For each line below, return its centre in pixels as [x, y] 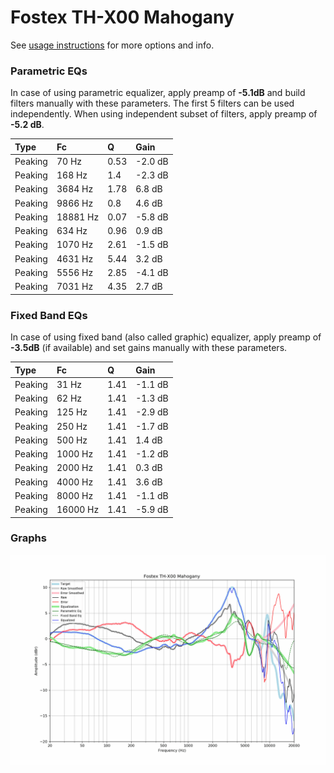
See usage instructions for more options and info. [112, 45]
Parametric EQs [49, 71]
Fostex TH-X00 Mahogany [122, 17]
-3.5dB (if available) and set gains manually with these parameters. [149, 348]
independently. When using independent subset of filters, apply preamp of [164, 114]
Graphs [28, 538]
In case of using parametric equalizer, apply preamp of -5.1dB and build [158, 93]
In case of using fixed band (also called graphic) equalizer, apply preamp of [166, 337]
